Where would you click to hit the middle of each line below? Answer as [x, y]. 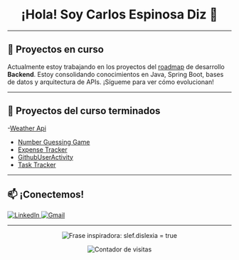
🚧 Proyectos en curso [56, 50]
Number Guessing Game [54, 142]
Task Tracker [37, 165]
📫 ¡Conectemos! [46, 194]
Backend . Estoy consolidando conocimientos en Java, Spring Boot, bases [116, 74]
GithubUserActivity [45, 157]
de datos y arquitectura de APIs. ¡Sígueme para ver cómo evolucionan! [111, 82]
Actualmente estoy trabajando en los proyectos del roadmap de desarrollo [116, 66]
